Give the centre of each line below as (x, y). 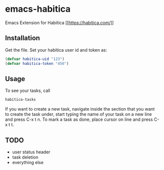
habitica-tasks (21, 100)
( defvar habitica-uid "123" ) (35, 59)
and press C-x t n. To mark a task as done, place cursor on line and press (79, 119)
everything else (28, 162)
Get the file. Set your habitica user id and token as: (56, 50)
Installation (23, 38)
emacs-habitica (38, 9)
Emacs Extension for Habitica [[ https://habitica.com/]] (59, 23)
